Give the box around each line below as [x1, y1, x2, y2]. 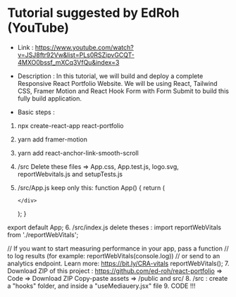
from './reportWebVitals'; [7, 230, 79, 239]
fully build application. [17, 94, 82, 103]
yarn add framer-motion [17, 135, 88, 144]
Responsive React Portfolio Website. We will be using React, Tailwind [17, 79, 218, 87]
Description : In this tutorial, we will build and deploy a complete [17, 72, 204, 80]
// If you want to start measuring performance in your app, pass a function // [7, 244, 229, 253]
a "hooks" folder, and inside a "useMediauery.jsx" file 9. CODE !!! [7, 282, 196, 290]
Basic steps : [17, 108, 55, 116]
